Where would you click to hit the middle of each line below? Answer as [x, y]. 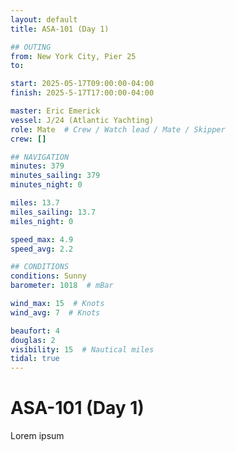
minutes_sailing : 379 [55, 176]
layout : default [44, 19]
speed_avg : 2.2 [42, 249]
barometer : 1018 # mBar [62, 286]
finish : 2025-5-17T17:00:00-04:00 [82, 93]
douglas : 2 [33, 340]
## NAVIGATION [40, 157]
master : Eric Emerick [55, 111]
